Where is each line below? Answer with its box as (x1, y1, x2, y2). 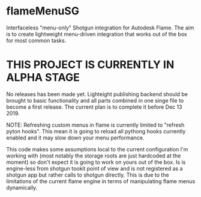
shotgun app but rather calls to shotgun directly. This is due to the (6, 171, 169, 178)
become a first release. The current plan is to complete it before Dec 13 (6, 103, 182, 111)
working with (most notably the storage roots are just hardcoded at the (6, 152, 181, 159)
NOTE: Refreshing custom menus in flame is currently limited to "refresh (6, 121, 185, 129)
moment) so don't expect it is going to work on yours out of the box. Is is (6, 158, 186, 166)
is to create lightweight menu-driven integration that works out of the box (6, 30, 187, 37)
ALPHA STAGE (6, 71, 80, 85)
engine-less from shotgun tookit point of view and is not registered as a (6, 165, 183, 172)
